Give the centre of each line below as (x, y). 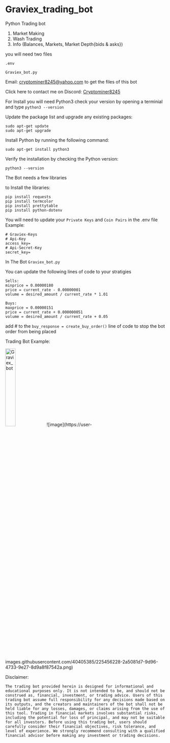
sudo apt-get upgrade (28, 130)
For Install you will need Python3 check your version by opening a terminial (84, 101)
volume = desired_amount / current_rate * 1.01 (57, 294)
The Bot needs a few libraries (36, 177)
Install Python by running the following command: (57, 140)
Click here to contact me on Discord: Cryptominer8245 (63, 91)
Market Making (29, 33)
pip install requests (28, 197)
